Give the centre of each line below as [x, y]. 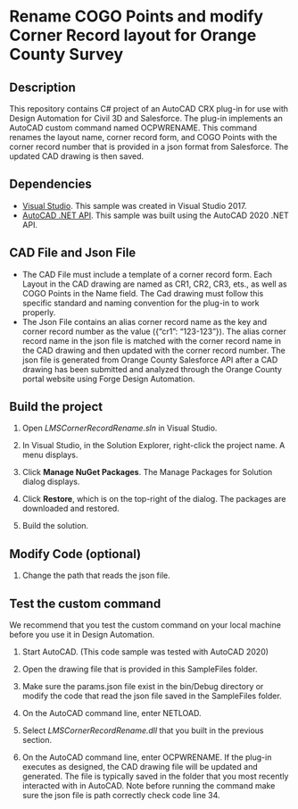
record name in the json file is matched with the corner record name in [152, 340]
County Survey [66, 54]
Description [42, 87]
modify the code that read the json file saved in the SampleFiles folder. [152, 696]
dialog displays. [51, 482]
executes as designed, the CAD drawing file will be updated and [140, 767]
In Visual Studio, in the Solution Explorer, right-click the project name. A [153, 446]
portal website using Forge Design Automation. [108, 379]
